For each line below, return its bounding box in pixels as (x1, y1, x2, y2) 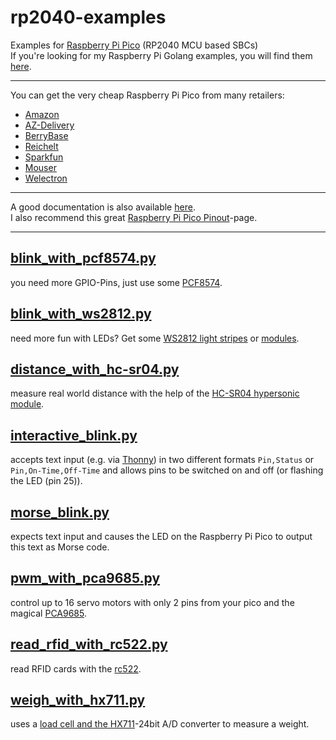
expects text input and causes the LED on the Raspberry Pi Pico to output (10, 531, 313, 542)
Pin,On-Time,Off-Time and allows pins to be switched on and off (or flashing (10, 464, 324, 476)
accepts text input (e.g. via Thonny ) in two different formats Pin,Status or (10, 454, 315, 466)
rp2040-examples (10, 6, 167, 29)
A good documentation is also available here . (10, 201, 196, 213)
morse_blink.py (10, 504, 110, 521)
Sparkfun (24, 151, 64, 163)
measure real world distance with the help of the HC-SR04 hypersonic (10, 387, 300, 400)
